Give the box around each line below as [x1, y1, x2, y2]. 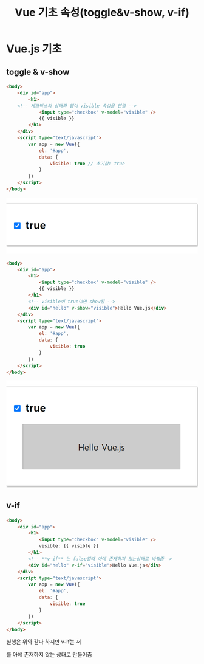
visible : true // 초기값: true [49, 161, 126, 167]
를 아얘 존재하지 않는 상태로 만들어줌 [6, 651, 92, 659]
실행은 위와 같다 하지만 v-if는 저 [6, 638, 81, 645]
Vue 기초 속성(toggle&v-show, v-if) [14, 5, 190, 19]
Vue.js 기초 [6, 42, 62, 56]
